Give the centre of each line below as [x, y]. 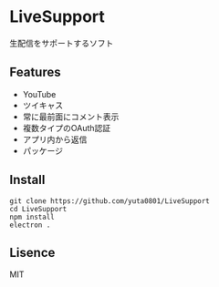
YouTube [39, 94]
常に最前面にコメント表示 [71, 117]
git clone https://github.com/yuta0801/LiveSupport [109, 201]
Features [35, 72]
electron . [30, 225]
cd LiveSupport [38, 209]
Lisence [32, 252]
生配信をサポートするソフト [62, 43]
